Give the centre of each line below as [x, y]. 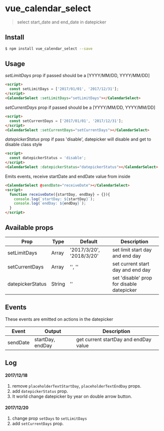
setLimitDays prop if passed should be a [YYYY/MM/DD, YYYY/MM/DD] [77, 76]
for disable [124, 284]
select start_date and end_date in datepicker [61, 22]
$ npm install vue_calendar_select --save [49, 49]
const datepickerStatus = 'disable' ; [48, 158]
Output [53, 331]
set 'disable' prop [132, 278]
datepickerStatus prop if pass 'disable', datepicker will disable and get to [78, 139]
